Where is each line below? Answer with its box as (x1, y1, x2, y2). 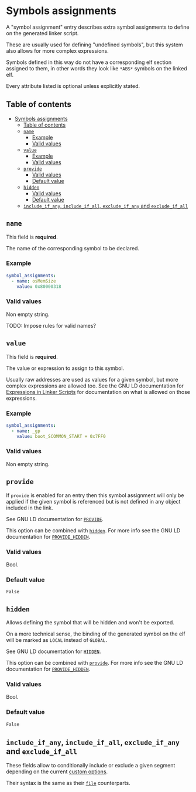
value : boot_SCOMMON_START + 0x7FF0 (16, 433, 106, 439)
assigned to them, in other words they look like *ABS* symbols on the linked (6, 64, 187, 72)
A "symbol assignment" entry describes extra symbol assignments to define (6, 23, 190, 30)
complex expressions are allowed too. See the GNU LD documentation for (6, 382, 184, 389)
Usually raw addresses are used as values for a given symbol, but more (6, 376, 178, 383)
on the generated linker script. (6, 29, 79, 36)
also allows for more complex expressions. (6, 47, 109, 54)
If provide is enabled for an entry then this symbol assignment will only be (6, 491, 184, 499)
